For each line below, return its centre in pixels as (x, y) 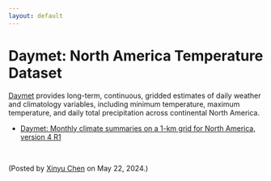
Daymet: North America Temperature (136, 55)
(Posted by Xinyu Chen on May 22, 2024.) (78, 168)
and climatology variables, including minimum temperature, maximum (124, 104)
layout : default (36, 16)
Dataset (35, 73)
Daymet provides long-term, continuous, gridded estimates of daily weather (135, 95)
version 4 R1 (40, 137)
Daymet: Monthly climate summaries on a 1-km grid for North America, (138, 128)
